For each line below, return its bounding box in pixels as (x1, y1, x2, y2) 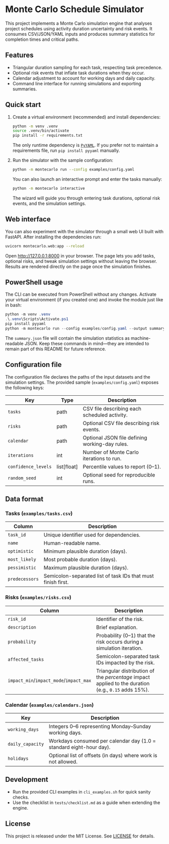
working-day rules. (82, 440, 129, 447)
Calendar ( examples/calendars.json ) (5, 701, 94, 708)
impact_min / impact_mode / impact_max (8, 676, 92, 683)
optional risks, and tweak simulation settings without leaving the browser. (5, 258, 157, 264)
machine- (130, 335, 151, 341)
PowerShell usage (5, 278, 63, 287)
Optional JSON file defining (82, 434, 147, 441)
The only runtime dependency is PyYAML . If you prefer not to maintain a (12, 142, 158, 148)
